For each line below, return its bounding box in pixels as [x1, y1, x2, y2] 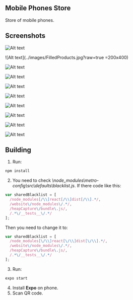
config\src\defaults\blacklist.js [12, 183, 75, 189]
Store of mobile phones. [5, 17, 55, 23]
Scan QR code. [12, 290, 43, 296]
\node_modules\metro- [52, 177, 99, 183]
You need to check [12, 177, 51, 183]
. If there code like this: [74, 183, 122, 189]
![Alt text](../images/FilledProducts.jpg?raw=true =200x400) [5, 54, 129, 60]
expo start [5, 276, 28, 281]
